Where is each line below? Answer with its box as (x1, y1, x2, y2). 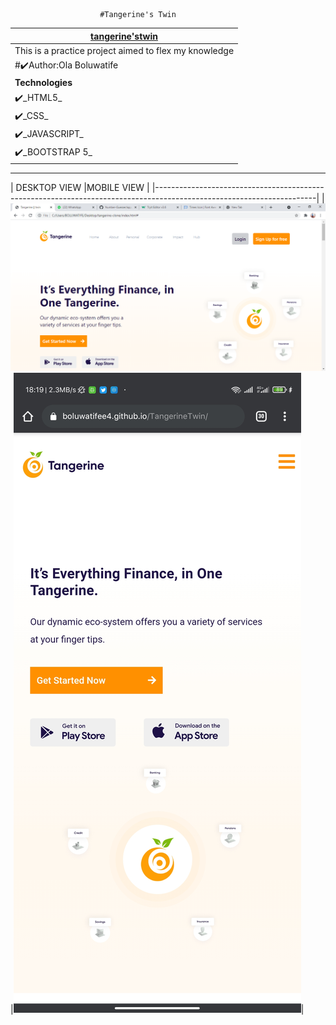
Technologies (14, 77, 73, 89)
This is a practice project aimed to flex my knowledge (14, 44, 235, 56)
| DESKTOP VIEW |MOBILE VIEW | (10, 181, 150, 193)
